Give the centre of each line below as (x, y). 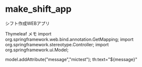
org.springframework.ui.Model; (37, 50)
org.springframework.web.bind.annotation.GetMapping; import (70, 39)
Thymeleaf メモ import (28, 33)
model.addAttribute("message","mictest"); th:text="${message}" (71, 59)
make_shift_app (38, 9)
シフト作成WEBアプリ (28, 23)
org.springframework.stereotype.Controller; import (57, 44)
